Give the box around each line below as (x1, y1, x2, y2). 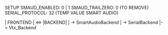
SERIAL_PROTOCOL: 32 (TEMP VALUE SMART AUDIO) (5, 10, 119, 16)
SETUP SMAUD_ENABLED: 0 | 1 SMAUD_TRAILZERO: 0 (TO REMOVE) (5, 5, 149, 10)
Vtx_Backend (9, 25, 36, 31)
